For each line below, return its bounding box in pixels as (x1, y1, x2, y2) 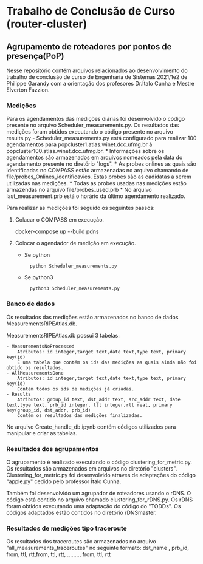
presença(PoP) (6, 50, 65, 61)
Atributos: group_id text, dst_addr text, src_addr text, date (17, 396, 181, 403)
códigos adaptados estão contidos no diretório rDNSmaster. (6, 509, 157, 516)
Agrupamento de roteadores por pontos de (6, 41, 172, 52)
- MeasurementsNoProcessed (6, 343, 75, 350)
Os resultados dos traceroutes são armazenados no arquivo (6, 538, 157, 545)
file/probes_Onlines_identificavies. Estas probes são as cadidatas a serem (6, 173, 191, 180)
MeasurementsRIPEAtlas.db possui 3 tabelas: (6, 331, 120, 339)
